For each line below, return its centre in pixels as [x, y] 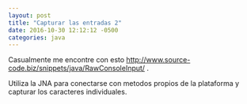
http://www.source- [158, 60]
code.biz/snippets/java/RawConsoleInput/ [76, 69]
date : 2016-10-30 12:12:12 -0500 [63, 30]
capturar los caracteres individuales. [68, 92]
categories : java [37, 37]
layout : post [30, 15]
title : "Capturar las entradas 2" [65, 23]
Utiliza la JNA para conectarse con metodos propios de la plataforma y [124, 84]
